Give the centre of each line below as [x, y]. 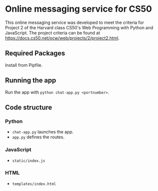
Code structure [29, 107]
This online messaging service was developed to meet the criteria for [75, 22]
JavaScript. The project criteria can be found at [53, 33]
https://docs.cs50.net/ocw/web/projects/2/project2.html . [62, 38]
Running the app [30, 81]
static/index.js [29, 161]
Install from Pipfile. [24, 65]
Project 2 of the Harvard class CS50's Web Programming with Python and [79, 27]
